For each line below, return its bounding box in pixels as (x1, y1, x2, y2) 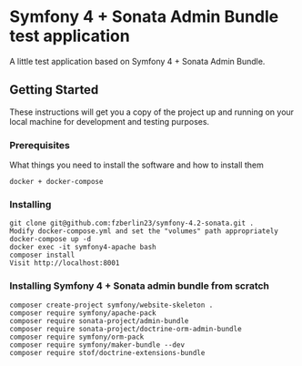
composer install (9, 250, 75, 260)
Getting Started (9, 82, 99, 97)
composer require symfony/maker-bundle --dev (9, 340, 185, 350)
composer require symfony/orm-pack (9, 332, 145, 341)
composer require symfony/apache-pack (9, 308, 156, 318)
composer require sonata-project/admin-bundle (9, 316, 189, 325)
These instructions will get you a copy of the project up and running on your (9, 107, 294, 117)
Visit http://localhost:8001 (9, 259, 120, 268)
